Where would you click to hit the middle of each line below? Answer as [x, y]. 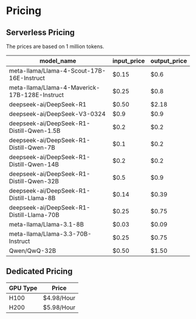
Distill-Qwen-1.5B [35, 131]
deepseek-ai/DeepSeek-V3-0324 [57, 114]
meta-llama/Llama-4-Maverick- [55, 88]
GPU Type [23, 288]
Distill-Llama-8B [32, 198]
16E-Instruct [27, 78]
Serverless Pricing [40, 32]
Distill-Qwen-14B [34, 164]
